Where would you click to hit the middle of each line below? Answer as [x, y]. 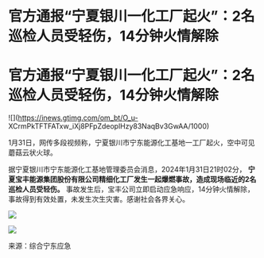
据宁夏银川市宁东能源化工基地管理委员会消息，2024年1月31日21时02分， [127, 169]
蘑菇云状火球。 [33, 152]
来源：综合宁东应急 [40, 246]
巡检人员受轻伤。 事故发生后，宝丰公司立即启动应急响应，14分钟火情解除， [131, 189]
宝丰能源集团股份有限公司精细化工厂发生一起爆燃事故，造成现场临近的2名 [136, 179]
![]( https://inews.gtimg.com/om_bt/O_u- [73, 118]
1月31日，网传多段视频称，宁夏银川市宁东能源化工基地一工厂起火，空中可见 [132, 143]
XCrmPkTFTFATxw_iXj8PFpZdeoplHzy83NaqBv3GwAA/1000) [109, 126]
